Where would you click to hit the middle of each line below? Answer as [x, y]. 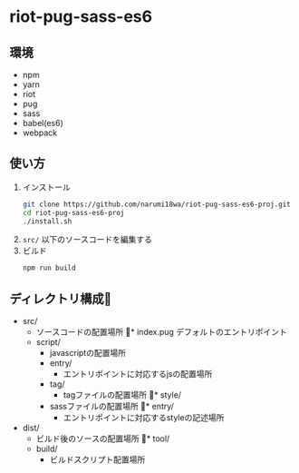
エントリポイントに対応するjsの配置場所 [138, 374]
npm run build [49, 268]
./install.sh [47, 221]
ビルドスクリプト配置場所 [97, 459]
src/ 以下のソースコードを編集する [87, 240]
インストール [46, 187]
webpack [39, 133]
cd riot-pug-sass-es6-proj [73, 212]
